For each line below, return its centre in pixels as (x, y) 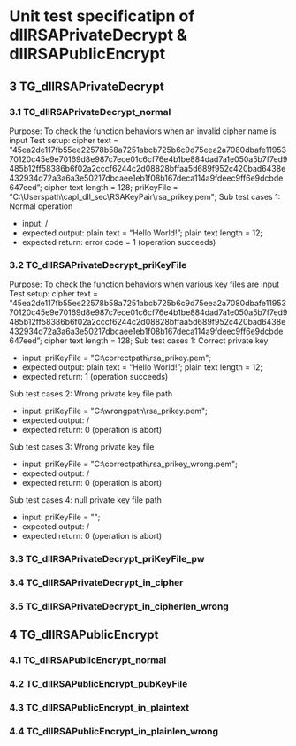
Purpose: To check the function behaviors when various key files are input (144, 284)
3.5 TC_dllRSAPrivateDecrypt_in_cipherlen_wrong (119, 606)
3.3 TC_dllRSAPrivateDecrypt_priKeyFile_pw (107, 559)
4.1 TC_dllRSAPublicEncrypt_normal (88, 660)
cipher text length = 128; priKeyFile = (111, 187)
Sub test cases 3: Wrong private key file (82, 447)
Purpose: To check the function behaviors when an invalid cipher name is (143, 131)
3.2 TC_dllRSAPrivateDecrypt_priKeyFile (98, 265)
